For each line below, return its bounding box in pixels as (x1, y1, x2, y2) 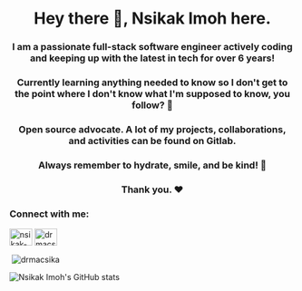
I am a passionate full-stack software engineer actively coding (12, 41, 293, 53)
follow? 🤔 (131, 99, 174, 112)
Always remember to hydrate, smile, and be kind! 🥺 (37, 159, 268, 171)
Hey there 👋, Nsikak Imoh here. (33, 8, 272, 29)
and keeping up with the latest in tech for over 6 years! (30, 52, 275, 64)
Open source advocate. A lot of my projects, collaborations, (18, 122, 287, 135)
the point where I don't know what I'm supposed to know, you (15, 88, 290, 101)
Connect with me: (9, 208, 90, 220)
